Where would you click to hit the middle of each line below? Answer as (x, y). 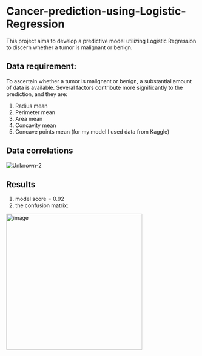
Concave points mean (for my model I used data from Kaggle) (92, 131)
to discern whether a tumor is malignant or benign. (69, 47)
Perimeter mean (35, 112)
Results (21, 184)
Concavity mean (35, 125)
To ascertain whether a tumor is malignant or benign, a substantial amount (99, 81)
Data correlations (40, 151)
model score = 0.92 (40, 199)
